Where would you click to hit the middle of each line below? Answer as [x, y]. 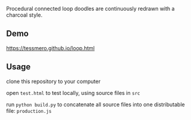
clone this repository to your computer [53, 81]
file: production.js [29, 110]
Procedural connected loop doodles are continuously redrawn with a [90, 9]
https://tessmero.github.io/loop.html [50, 48]
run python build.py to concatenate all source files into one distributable [95, 104]
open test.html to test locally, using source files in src [73, 93]
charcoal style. [24, 15]
